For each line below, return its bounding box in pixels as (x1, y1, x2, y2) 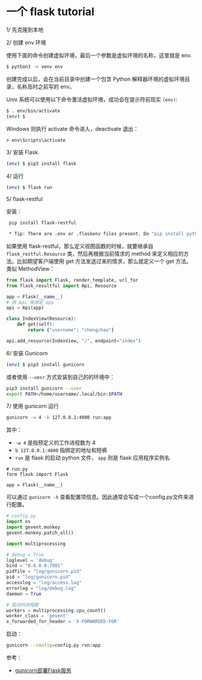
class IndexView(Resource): (6, 316, 77, 322)
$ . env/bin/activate (6, 107, 61, 114)
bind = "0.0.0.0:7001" (6, 563, 63, 569)
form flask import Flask (6, 471, 69, 478)
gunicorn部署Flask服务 (14, 667, 72, 674)
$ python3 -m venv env (6, 63, 63, 69)
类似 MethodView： (6, 265, 55, 272)
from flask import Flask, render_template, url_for (6, 277, 138, 283)
